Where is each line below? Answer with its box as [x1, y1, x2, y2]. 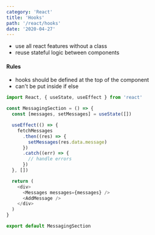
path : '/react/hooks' [6, 20, 61, 26]
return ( [12, 178, 34, 184]
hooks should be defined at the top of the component [15, 77, 150, 84]
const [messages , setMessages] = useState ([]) [12, 111, 132, 117]
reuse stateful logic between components [15, 49, 120, 56]
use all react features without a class [15, 43, 108, 50]
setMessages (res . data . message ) [28, 139, 108, 145]
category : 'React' [6, 9, 53, 15]
